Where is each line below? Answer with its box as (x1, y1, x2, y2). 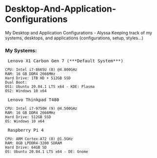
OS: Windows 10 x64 (5, 119, 45, 124)
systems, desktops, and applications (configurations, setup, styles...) (5, 35, 144, 41)
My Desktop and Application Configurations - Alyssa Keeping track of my (5, 30, 153, 35)
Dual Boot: (5, 80, 27, 85)
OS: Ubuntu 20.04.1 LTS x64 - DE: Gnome (5, 149, 89, 154)
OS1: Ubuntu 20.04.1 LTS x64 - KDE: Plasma (5, 84, 95, 89)
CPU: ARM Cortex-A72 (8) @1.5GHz (5, 137, 73, 141)
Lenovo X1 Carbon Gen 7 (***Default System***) (7, 58, 123, 64)
